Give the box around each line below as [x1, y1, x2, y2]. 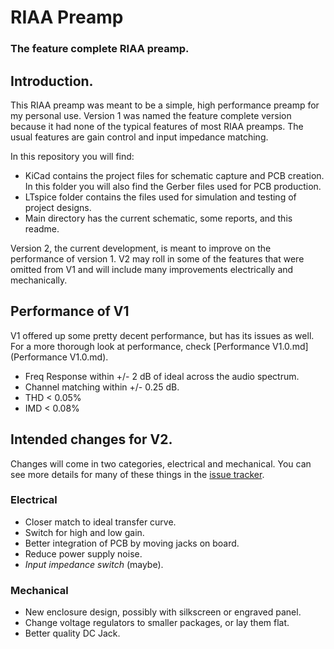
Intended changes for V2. [10, 431, 173, 448]
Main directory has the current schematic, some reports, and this [24, 212, 293, 224]
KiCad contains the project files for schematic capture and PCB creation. [24, 169, 325, 181]
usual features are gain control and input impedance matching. [10, 131, 269, 143]
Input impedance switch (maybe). [24, 558, 164, 570]
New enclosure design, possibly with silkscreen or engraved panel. [24, 606, 302, 618]
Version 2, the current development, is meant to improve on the [10, 242, 272, 254]
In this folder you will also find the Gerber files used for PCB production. [24, 180, 322, 192]
